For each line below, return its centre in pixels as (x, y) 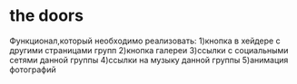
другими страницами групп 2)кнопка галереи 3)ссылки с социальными (149, 50)
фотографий (33, 70)
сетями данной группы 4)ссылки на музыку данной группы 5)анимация (149, 60)
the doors (47, 16)
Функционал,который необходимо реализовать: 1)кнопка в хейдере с (145, 41)
